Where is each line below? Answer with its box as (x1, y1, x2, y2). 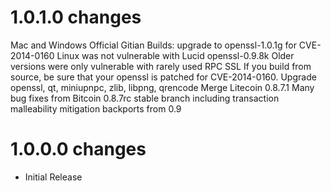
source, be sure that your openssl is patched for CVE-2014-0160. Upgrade (10, 71, 317, 83)
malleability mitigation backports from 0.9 (10, 102, 182, 115)
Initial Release (24, 171, 83, 183)
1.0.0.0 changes (10, 138, 147, 161)
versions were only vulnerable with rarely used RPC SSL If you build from (10, 60, 312, 72)
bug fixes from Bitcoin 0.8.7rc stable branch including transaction (10, 92, 280, 104)
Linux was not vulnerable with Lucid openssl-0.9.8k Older (56, 49, 295, 61)
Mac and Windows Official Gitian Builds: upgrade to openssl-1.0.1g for (10, 39, 297, 51)
